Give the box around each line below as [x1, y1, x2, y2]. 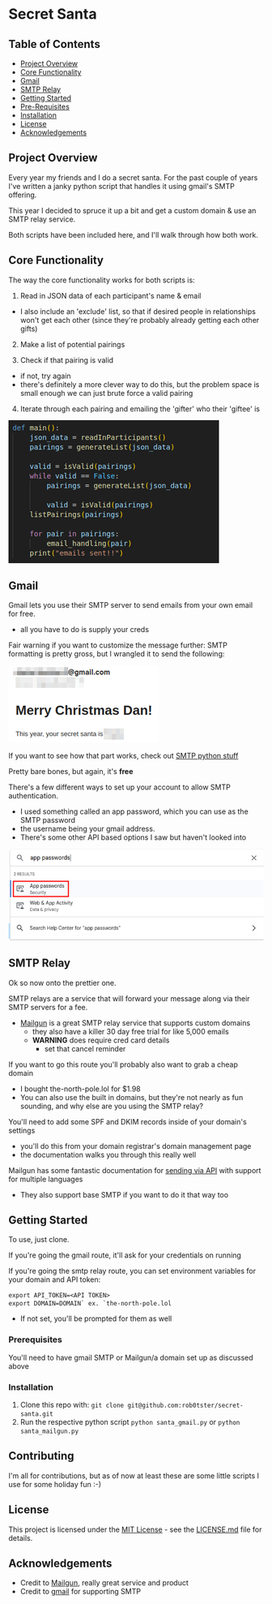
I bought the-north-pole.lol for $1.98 [19, 1084, 142, 1094]
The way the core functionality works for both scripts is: [8, 275, 196, 285]
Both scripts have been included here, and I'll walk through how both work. [8, 230, 259, 239]
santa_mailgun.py [19, 1427, 79, 1435]
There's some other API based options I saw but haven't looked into [19, 832, 247, 842]
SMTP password [19, 815, 75, 825]
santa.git [19, 1409, 54, 1418]
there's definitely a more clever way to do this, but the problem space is [19, 379, 260, 389]
